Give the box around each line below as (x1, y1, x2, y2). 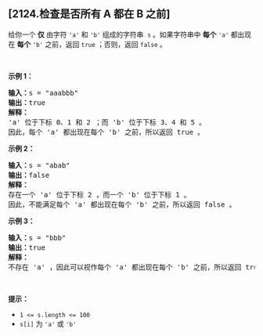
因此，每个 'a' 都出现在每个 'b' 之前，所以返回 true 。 (8, 128, 205, 136)
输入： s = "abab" (8, 161, 70, 170)
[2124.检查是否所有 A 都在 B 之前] (8, 7, 171, 21)
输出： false (8, 171, 50, 179)
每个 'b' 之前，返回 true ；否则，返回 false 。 (16, 39, 167, 49)
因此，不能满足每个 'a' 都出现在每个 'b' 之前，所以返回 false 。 (8, 200, 236, 209)
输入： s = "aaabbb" (8, 89, 79, 97)
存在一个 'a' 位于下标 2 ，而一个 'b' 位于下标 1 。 (8, 190, 191, 199)
